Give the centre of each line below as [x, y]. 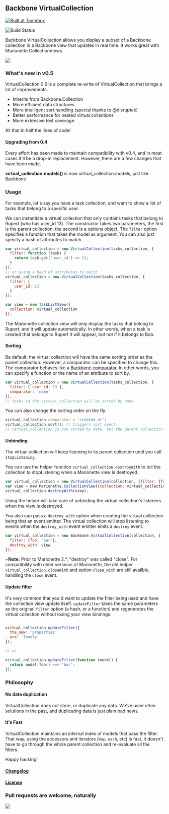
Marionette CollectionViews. [34, 50]
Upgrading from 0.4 [26, 142]
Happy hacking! [22, 759]
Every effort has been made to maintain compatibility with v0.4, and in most [83, 153]
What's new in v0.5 [29, 73]
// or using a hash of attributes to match [52, 272]
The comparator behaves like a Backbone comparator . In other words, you [82, 368]
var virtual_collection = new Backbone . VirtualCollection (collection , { [83, 535]
